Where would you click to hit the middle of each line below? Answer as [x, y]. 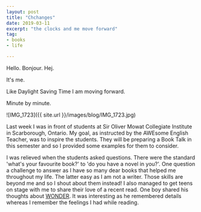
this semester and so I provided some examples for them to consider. [93, 146]
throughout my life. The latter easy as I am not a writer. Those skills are [95, 176]
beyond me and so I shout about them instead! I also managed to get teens [100, 183]
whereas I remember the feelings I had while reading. [73, 202]
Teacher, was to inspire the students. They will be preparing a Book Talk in [99, 139]
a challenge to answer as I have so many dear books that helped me [91, 170]
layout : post [23, 12]
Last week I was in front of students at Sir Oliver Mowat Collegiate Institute [99, 126]
